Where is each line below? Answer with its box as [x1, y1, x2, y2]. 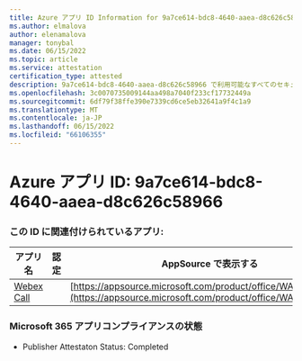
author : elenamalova [9, 30, 87, 39]
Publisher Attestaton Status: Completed [22, 341, 169, 352]
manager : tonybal [9, 38, 75, 48]
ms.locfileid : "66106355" [9, 131, 106, 140]
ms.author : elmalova [9, 22, 87, 31]
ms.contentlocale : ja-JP [9, 113, 102, 122]
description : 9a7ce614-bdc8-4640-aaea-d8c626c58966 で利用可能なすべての [9, 80, 277, 89]
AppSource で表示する [161, 257, 259, 270]
